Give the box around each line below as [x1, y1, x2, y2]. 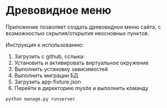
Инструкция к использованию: [5, 41, 84, 48]
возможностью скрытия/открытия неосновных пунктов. [5, 29, 150, 36]
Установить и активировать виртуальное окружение [14, 59, 149, 66]
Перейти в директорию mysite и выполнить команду [14, 84, 149, 91]
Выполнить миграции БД [14, 72, 79, 79]
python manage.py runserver [5, 96, 76, 102]
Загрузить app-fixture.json [14, 78, 81, 85]
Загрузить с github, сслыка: [14, 53, 85, 60]
